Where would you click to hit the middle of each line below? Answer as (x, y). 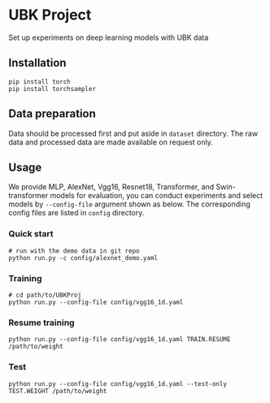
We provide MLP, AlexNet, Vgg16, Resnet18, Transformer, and (111, 187)
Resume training (41, 323)
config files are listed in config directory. (76, 213)
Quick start (31, 234)
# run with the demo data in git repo (74, 251)
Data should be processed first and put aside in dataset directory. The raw (133, 133)
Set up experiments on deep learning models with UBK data (109, 37)
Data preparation (52, 114)
